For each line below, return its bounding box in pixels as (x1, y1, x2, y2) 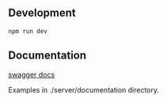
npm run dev (8, 27, 47, 35)
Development (8, 6, 77, 20)
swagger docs (8, 70, 55, 79)
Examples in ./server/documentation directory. (8, 85, 160, 94)
